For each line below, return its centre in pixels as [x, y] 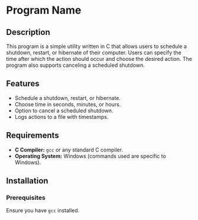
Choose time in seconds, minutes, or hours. [68, 104]
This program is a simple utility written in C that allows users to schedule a [97, 46]
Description [28, 32]
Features [23, 84]
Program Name [44, 10]
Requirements [33, 136]
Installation [27, 181]
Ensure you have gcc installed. [43, 211]
